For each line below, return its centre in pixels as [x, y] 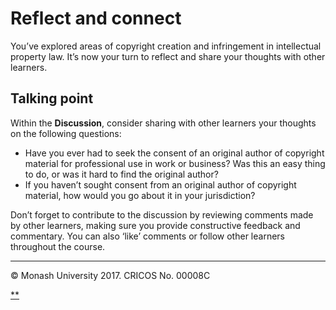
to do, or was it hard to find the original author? [121, 174]
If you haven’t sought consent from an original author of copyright [160, 184]
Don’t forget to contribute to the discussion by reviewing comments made [162, 214]
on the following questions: [66, 133]
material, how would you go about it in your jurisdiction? [140, 195]
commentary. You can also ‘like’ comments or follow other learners [147, 236]
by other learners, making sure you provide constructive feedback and [155, 225]
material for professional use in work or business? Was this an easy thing [175, 163]
